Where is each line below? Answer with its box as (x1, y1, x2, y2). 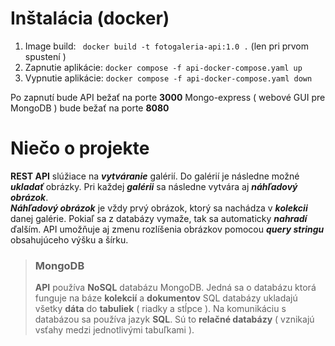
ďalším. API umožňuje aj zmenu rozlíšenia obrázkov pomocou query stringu (10, 223, 325, 235)
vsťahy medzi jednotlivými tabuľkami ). (34, 324, 195, 336)
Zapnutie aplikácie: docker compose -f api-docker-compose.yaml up (24, 61, 303, 73)
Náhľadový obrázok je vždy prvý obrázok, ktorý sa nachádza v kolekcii (10, 202, 308, 214)
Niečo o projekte (10, 137, 150, 160)
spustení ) (24, 50, 67, 62)
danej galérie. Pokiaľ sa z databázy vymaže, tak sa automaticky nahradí (10, 212, 308, 224)
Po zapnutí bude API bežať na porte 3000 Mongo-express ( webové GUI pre (10, 91, 326, 103)
